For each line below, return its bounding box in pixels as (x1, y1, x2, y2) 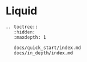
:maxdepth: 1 (13, 34, 46, 40)
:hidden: (13, 29, 35, 35)
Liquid (5, 4, 37, 18)
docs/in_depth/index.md (13, 49, 73, 56)
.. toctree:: (5, 24, 38, 30)
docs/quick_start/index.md (13, 45, 82, 51)
